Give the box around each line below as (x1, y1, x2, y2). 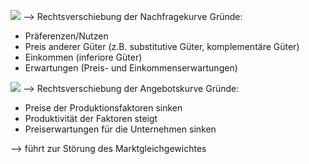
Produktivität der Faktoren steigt (24, 113, 158, 124)
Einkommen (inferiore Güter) (24, 51, 143, 63)
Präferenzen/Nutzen (24, 30, 109, 42)
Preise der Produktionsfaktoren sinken (24, 102, 183, 114)
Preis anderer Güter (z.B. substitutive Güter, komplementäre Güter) (24, 41, 300, 52)
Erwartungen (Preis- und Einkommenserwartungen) (24, 62, 238, 74)
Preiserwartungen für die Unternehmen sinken (24, 123, 217, 135)
